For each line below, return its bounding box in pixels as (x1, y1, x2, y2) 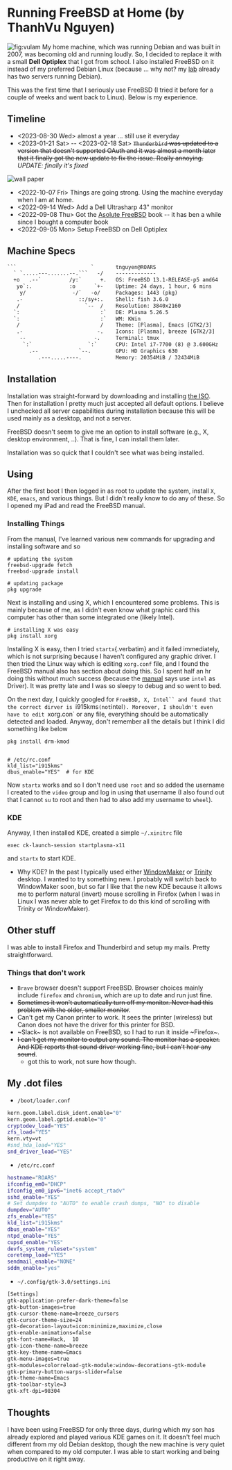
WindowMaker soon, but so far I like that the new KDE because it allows (17, 882, 222, 890)
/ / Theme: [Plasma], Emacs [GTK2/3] (16, 322, 213, 329)
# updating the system (7, 555, 73, 562)
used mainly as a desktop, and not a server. (7, 414, 132, 422)
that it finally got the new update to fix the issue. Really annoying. (17, 154, 204, 162)
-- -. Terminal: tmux (19, 335, 159, 342)
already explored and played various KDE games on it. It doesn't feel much (7, 1432, 220, 1441)
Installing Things (7, 519, 65, 529)
